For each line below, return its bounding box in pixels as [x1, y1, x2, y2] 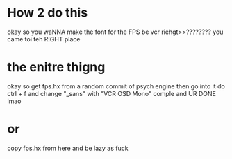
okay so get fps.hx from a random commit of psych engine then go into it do [7, 82, 226, 91]
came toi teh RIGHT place [7, 35, 81, 43]
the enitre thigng [7, 59, 106, 75]
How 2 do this [7, 5, 88, 21]
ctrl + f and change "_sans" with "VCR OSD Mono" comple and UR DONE [7, 89, 217, 97]
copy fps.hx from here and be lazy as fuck [7, 144, 129, 152]
